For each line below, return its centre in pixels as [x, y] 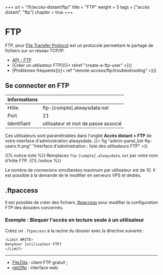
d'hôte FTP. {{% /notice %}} [33, 160]
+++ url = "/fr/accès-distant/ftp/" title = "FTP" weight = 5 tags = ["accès [77, 7]
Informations [23, 99]
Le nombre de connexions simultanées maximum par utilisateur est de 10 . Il [80, 170]
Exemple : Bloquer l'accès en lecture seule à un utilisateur [75, 220]
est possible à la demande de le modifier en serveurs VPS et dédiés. [73, 175]
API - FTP [22, 60]
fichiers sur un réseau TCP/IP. [35, 50]
